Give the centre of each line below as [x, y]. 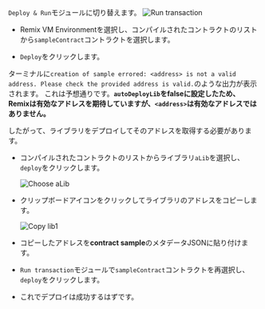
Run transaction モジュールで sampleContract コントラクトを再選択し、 [134, 270]
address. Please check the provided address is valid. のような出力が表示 [133, 84]
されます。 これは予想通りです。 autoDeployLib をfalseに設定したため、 [124, 94]
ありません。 [29, 114]
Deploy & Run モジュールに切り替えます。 [75, 12]
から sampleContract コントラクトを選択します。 [97, 40]
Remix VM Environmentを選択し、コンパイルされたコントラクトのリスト [138, 30]
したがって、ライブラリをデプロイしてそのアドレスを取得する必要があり [127, 130]
